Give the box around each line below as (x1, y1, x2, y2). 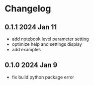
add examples (11, 47, 41, 52)
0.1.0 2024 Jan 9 (4, 61, 58, 70)
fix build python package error (11, 74, 75, 80)
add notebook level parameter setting (11, 36, 89, 42)
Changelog (4, 3, 51, 14)
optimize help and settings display (11, 41, 83, 47)
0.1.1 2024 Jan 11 (4, 23, 57, 31)
